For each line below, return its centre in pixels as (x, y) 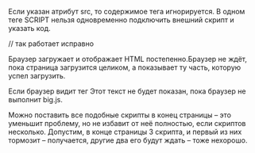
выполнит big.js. (36, 99)
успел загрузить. (37, 76)
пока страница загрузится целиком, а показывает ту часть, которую (125, 67)
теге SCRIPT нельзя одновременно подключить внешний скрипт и (121, 20)
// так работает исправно (51, 44)
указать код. (30, 28)
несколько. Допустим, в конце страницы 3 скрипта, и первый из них (125, 132)
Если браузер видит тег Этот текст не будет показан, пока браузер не (127, 91)
